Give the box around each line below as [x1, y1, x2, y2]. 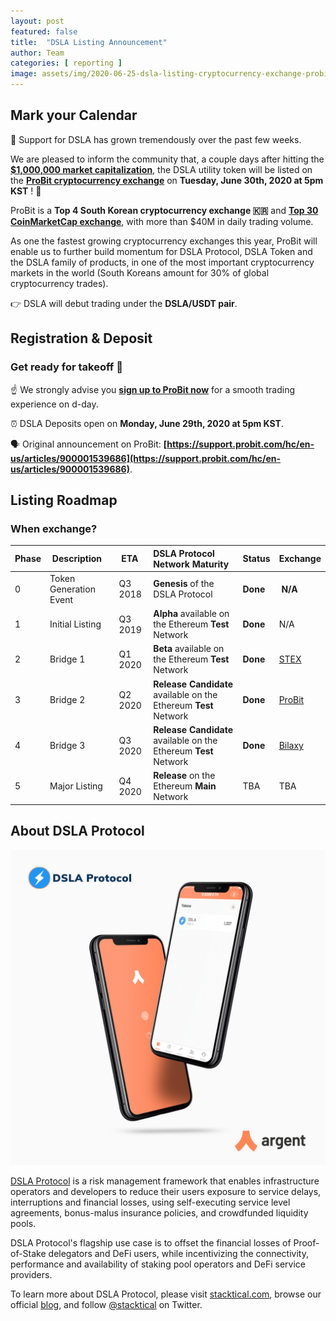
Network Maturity [153, 558, 230, 570]
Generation [49, 583, 96, 595]
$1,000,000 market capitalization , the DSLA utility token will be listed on [10, 163, 313, 175]
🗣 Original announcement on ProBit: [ [10, 438, 168, 450]
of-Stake [10, 1247, 47, 1259]
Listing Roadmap [10, 491, 118, 509]
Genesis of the [153, 578, 215, 590]
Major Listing [49, 780, 103, 792]
